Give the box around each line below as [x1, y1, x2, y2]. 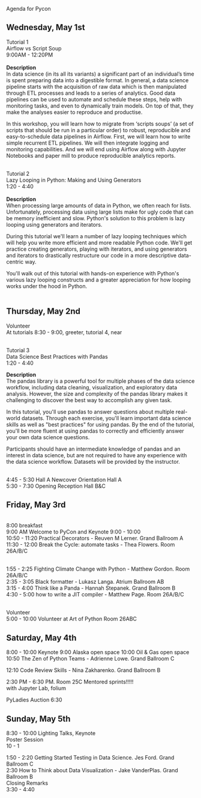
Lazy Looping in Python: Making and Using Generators [6, 176, 142, 184]
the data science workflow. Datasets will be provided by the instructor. [6, 458, 180, 465]
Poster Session [6, 736, 44, 743]
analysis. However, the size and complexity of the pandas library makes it [6, 390, 188, 397]
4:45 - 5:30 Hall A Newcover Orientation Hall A [6, 476, 122, 483]
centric [6, 258, 24, 265]
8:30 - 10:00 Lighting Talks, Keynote [6, 730, 96, 737]
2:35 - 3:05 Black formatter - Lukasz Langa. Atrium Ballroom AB [6, 578, 164, 586]
